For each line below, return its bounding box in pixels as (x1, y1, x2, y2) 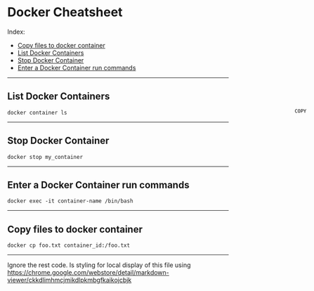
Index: (7, 27, 26, 36)
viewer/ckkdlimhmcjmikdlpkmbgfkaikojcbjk (7, 276, 132, 285)
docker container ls (7, 109, 68, 116)
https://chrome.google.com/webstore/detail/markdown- (7, 269, 170, 277)
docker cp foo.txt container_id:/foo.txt (7, 242, 131, 250)
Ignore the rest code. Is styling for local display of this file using (7, 261, 191, 269)
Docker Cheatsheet (7, 4, 123, 20)
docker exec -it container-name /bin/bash (7, 198, 133, 205)
